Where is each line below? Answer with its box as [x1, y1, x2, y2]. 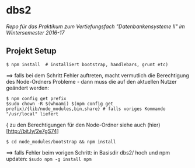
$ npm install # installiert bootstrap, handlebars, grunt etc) [6, 61, 168, 67]
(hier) [147, 121, 161, 128]
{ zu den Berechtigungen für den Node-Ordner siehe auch [6, 121, 147, 128]
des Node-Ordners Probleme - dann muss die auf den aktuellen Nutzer [6, 78, 177, 85]
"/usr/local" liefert [6, 111, 59, 117]
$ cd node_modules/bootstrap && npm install [6, 139, 116, 145]
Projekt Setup [6, 46, 57, 56]
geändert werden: [6, 84, 50, 91]
